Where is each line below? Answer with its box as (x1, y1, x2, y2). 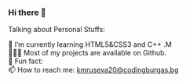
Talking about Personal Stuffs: (8, 25, 106, 34)
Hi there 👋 (8, 7, 47, 18)
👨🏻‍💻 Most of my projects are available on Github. (8, 48, 167, 58)
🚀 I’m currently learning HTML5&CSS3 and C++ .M (8, 40, 173, 49)
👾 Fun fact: (8, 56, 43, 66)
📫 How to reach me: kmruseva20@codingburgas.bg (8, 66, 179, 75)
